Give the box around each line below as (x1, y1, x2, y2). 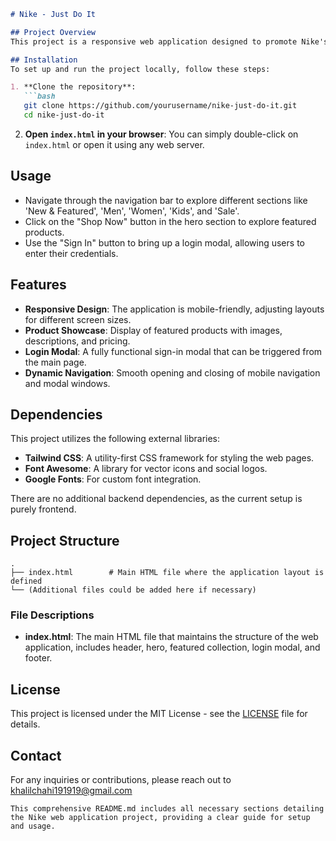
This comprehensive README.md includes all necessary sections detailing (10, 804, 325, 814)
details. (10, 718, 41, 730)
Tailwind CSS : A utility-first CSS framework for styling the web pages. (24, 452, 315, 464)
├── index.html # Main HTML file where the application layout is (10, 568, 325, 578)
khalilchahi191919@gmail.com (10, 785, 133, 797)
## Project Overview (10, 27, 97, 37)
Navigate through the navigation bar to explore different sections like (24, 194, 308, 206)
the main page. (24, 356, 87, 368)
